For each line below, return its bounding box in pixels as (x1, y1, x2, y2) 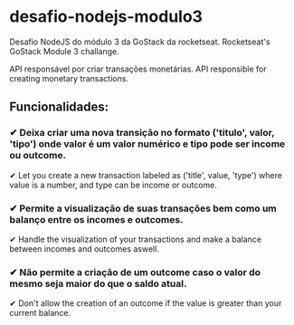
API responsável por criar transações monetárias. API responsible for (9, 63, 267, 74)
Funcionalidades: (9, 100, 109, 115)
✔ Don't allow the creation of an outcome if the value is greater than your (9, 298, 282, 309)
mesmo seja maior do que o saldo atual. (9, 277, 187, 290)
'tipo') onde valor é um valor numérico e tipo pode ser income (9, 138, 286, 150)
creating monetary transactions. (9, 72, 129, 83)
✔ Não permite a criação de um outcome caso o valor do (9, 265, 261, 278)
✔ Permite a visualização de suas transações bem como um (9, 202, 278, 215)
